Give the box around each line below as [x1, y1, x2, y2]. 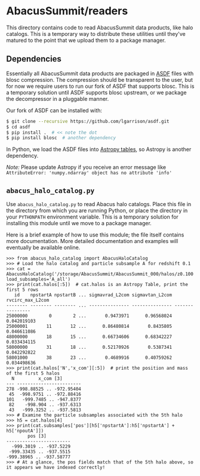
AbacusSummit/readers [6, 4, 128, 18]
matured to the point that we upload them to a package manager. [6, 36, 166, 44]
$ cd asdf [6, 124, 31, 130]
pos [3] [27, 433, 47, 440]
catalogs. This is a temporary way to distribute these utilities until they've [6, 30, 186, 37]
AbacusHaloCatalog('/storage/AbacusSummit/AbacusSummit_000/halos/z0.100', [6, 271, 199, 277]
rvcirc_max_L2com [6, 297, 50, 303]
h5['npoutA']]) [6, 428, 44, 434]
